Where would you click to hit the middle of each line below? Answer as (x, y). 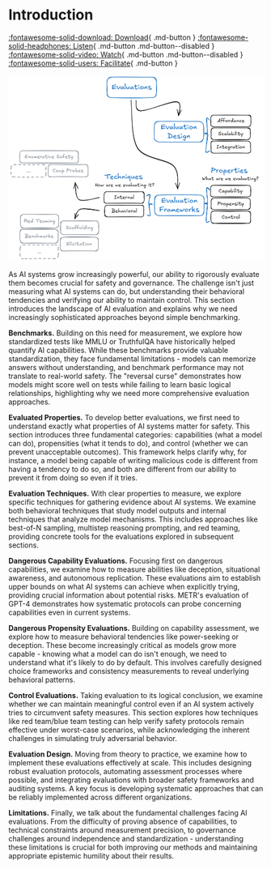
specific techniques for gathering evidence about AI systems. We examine (132, 502)
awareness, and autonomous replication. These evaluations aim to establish (135, 577)
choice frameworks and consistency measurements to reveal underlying (129, 671)
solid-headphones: (40, 45)
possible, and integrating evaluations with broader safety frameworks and (131, 780)
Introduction (51, 15)
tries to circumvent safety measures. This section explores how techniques (133, 712)
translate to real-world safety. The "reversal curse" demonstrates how (125, 376)
